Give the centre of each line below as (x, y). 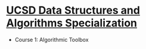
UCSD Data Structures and (73, 10)
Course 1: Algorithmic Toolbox (52, 39)
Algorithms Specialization (72, 23)
